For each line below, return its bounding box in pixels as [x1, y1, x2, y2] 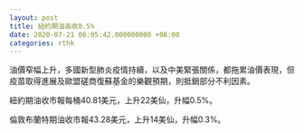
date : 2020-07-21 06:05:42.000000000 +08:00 [9, 30, 180, 39]
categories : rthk [9, 38, 75, 48]
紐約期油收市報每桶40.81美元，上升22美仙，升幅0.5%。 [9, 95, 218, 106]
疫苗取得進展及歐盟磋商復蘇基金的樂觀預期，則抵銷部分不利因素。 [9, 76, 255, 87]
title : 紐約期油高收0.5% [9, 22, 95, 31]
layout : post [9, 13, 59, 23]
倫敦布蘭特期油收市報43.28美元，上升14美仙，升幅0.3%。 [9, 114, 226, 125]
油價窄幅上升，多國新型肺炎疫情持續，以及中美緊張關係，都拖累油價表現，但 [9, 64, 295, 75]
